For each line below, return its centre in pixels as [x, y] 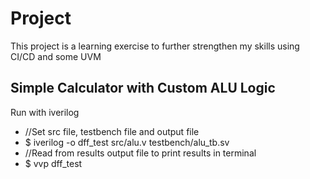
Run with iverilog [45, 112]
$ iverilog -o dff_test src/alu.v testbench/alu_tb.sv [127, 142]
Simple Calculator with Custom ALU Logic [143, 88]
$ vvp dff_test [53, 163]
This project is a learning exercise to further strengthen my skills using [155, 46]
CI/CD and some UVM [56, 56]
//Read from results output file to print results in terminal [140, 153]
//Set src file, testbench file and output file [112, 131]
